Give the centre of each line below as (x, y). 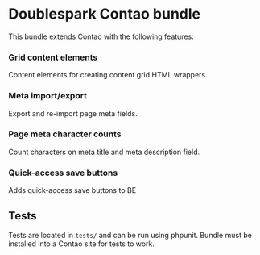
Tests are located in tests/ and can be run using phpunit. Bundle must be (130, 235)
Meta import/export (47, 96)
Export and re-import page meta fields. (73, 113)
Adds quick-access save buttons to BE (72, 190)
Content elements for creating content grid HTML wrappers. (108, 75)
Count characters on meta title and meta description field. (104, 152)
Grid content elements (53, 57)
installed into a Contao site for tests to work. (82, 244)
